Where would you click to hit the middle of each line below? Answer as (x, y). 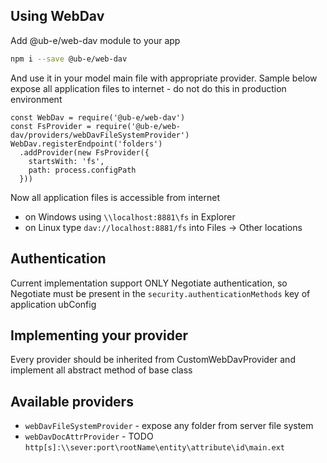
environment (36, 99)
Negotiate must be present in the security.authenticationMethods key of (160, 293)
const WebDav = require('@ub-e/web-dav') (98, 117)
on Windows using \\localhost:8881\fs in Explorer (130, 216)
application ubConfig (53, 304)
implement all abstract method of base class (101, 370)
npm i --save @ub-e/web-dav (69, 59)
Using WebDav (57, 16)
